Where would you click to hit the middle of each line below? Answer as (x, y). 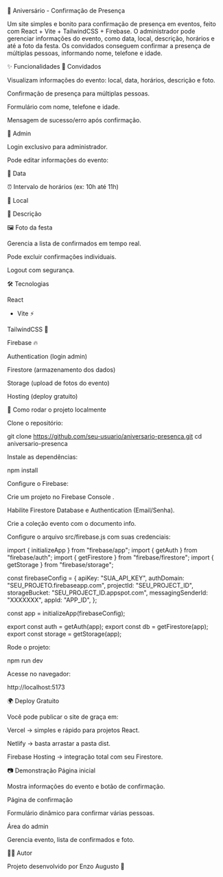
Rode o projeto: (29, 647)
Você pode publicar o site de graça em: (63, 717)
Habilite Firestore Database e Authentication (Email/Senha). (91, 510)
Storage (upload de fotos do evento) (58, 383)
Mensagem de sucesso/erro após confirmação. (74, 120)
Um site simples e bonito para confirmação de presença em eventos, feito (111, 24)
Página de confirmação (40, 800)
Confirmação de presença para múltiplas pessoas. (78, 93)
